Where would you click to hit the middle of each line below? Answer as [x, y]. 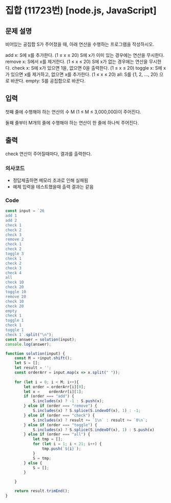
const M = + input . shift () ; [43, 358]
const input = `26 [25, 211]
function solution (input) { [35, 353]
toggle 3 [15, 254]
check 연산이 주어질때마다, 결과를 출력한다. [49, 154]
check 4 [14, 273]
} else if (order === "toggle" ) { [60, 425]
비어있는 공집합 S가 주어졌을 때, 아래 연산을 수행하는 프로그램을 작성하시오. [80, 44]
